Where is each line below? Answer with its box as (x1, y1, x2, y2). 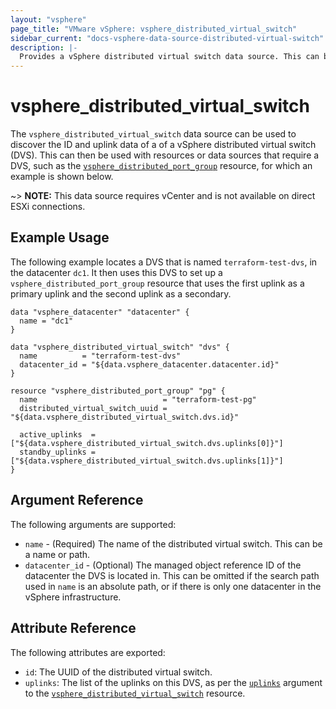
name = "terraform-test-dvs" (19, 351, 182, 361)
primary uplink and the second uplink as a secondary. (10, 287, 232, 300)
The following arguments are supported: (10, 518, 177, 530)
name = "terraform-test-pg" (19, 394, 257, 405)
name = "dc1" (19, 316, 74, 326)
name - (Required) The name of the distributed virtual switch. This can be (24, 537, 323, 550)
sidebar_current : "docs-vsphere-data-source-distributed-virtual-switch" (10, 33, 325, 43)
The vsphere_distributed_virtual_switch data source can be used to (10, 128, 297, 140)
